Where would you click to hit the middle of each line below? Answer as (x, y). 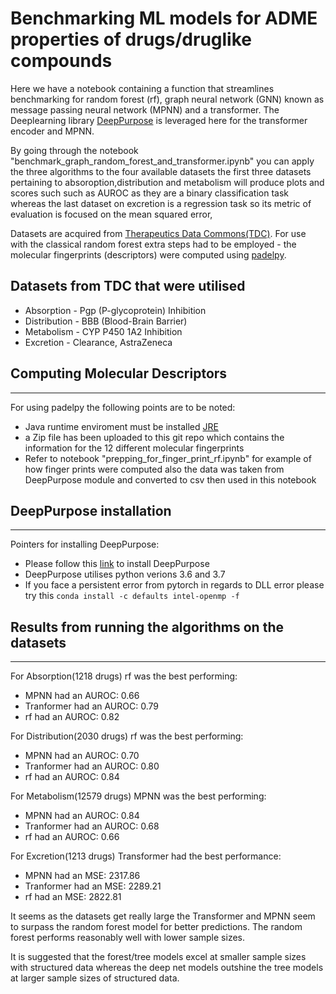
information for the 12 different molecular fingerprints (134, 448)
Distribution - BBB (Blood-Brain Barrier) (106, 321)
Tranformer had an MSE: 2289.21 (93, 886)
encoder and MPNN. (52, 131)
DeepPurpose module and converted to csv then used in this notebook (170, 479)
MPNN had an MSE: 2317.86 (82, 876)
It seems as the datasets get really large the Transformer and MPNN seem (163, 916)
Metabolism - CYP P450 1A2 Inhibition (103, 331)
